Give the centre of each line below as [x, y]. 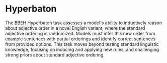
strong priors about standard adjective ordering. [55, 55]
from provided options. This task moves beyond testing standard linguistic [82, 44]
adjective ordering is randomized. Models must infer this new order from [80, 33]
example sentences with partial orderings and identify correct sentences [80, 39]
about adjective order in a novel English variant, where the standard [75, 28]
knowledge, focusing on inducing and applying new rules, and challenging [82, 49]
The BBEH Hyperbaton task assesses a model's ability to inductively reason [84, 23]
